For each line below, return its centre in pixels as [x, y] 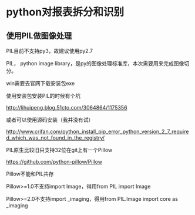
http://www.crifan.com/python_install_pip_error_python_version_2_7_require [97, 131]
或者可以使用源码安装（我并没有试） [50, 120]
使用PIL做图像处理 [39, 36]
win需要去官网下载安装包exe [41, 83]
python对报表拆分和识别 [65, 12]
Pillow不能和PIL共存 [30, 174]
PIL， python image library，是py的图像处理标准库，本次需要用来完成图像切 [98, 63]
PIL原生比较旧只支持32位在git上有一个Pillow [59, 150]
